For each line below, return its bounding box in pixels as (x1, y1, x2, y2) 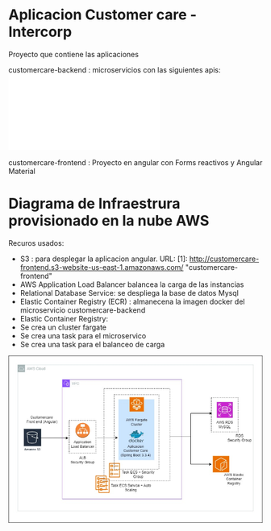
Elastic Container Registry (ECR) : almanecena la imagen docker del (19, 297, 245, 306)
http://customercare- (189, 254, 260, 263)
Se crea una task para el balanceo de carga (19, 339, 165, 349)
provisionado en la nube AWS (8, 212, 210, 230)
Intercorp (8, 23, 73, 41)
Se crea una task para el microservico (19, 330, 147, 340)
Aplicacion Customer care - (8, 6, 198, 24)
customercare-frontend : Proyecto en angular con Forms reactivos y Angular (8, 157, 263, 167)
